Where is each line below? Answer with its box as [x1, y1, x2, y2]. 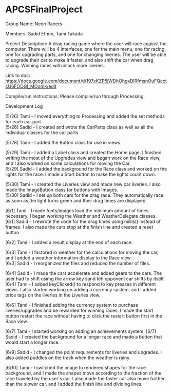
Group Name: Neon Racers [5, 21, 63, 27]
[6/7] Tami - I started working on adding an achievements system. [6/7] [5, 328, 157, 334]
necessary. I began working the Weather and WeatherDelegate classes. [5, 213, 157, 219]
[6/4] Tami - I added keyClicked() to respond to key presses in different [5, 281, 156, 287]
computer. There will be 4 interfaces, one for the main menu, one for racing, [5, 46, 166, 52]
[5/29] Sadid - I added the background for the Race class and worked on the [5, 165, 167, 172]
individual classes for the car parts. [5, 129, 80, 136]
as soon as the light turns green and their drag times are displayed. [5, 197, 147, 203]
